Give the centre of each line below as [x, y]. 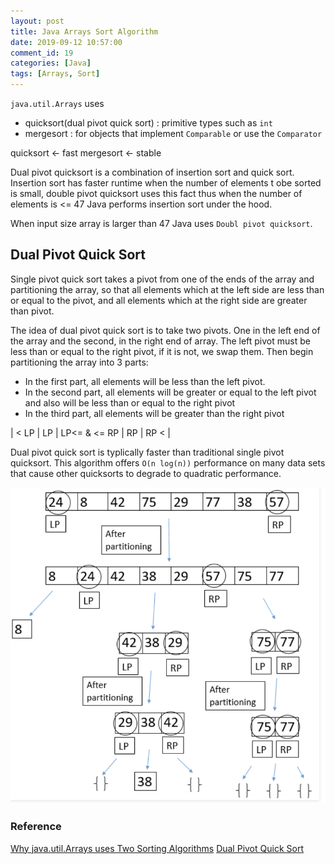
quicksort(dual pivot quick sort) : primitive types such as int [148, 123]
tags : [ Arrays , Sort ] [55, 74]
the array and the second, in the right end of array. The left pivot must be [160, 341]
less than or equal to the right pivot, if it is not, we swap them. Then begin [162, 351]
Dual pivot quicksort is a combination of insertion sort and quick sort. [152, 172]
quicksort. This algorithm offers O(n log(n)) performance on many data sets [168, 462]
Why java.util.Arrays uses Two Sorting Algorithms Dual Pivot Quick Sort [157, 848]
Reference [36, 827]
